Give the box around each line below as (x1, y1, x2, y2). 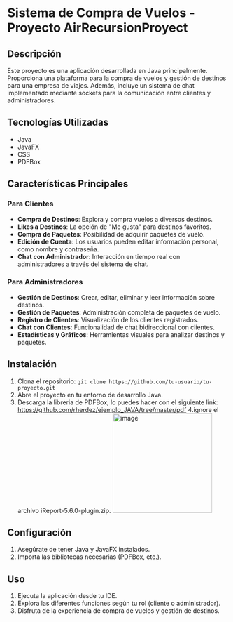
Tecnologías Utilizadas (7, 117, 109, 128)
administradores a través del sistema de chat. (17, 260, 149, 268)
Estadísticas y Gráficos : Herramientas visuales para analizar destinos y (17, 330, 225, 338)
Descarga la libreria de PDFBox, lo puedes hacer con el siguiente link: (17, 398, 218, 406)
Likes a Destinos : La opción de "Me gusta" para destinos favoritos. (17, 223, 211, 231)
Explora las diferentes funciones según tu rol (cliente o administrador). (17, 599, 220, 608)
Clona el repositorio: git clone (17, 377, 106, 385)
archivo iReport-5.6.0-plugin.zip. (17, 506, 111, 515)
